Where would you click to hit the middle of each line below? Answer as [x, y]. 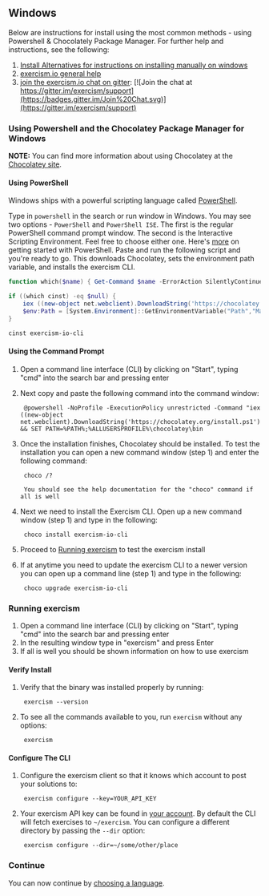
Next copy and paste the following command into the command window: [139, 393]
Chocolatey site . [35, 164]
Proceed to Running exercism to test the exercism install [112, 549]
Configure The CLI [39, 757]
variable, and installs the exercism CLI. [72, 267]
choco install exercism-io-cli [76, 535]
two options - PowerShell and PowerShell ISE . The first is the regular [121, 224]
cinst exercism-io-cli [46, 333]
